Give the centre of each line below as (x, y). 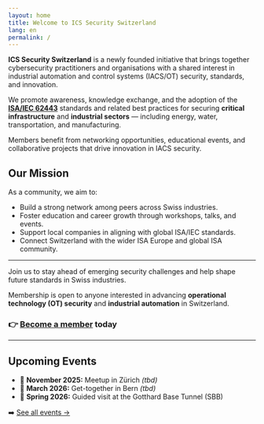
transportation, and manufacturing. (65, 125)
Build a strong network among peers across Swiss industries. (119, 207)
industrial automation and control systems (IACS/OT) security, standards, (126, 76)
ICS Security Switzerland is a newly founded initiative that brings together (129, 60)
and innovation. (33, 85)
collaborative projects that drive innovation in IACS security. (105, 148)
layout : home (29, 15)
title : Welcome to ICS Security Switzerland (82, 23)
